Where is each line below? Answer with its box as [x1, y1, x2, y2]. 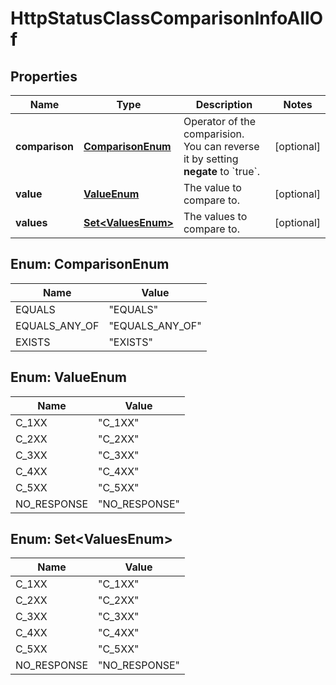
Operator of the [183, 115, 257, 128]
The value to [183, 181, 242, 194]
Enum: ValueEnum [10, 369, 128, 386]
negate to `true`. [183, 165, 260, 178]
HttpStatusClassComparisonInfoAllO [10, 7, 324, 30]
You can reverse [183, 140, 260, 153]
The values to [183, 210, 248, 223]
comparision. [183, 127, 245, 141]
